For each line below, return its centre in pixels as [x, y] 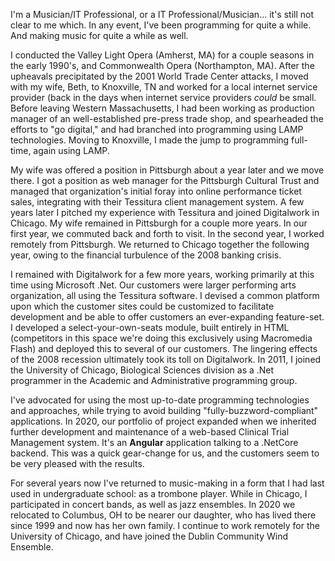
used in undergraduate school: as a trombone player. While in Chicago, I [159, 493]
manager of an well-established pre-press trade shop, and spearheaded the [167, 118]
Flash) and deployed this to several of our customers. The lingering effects [164, 348]
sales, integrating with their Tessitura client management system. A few [157, 202]
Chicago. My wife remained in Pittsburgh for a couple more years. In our [159, 223]
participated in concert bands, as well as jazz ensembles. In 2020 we [153, 504]
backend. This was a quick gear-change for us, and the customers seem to [165, 453]
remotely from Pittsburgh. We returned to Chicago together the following [160, 244]
